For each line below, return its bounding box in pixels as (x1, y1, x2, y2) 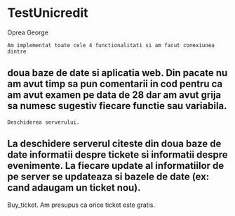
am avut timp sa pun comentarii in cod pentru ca (7, 78, 223, 90)
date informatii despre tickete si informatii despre (7, 149, 228, 161)
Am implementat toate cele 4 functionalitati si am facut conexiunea (7, 42, 215, 49)
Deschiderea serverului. (7, 118, 80, 126)
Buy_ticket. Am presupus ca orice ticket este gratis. (7, 201, 156, 209)
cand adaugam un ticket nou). (7, 182, 142, 194)
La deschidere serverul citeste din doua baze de (7, 138, 222, 150)
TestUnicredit (7, 5, 88, 21)
